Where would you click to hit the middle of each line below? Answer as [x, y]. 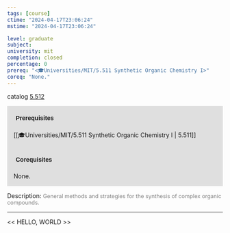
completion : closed [35, 58]
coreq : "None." [29, 77]
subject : [20, 45]
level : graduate [30, 38]
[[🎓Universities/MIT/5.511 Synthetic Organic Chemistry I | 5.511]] [105, 135]
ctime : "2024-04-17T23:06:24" [50, 20]
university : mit [30, 51]
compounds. [23, 203]
